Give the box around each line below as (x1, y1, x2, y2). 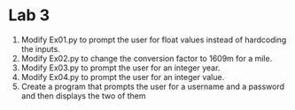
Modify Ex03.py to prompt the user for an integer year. (20, 62, 221, 73)
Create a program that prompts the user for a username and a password (20, 81, 285, 92)
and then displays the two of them (20, 90, 146, 101)
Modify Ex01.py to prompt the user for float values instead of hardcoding (20, 34, 287, 45)
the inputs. (20, 43, 61, 54)
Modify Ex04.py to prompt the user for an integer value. (20, 71, 225, 82)
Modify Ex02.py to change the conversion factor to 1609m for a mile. (20, 53, 273, 63)
